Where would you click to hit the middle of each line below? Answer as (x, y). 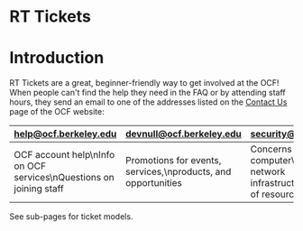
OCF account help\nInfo (64, 155)
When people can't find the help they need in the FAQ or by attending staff (147, 93)
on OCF (30, 166)
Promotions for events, (173, 161)
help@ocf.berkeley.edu (65, 134)
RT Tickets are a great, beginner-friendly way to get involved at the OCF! (144, 83)
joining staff (39, 189)
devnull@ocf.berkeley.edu (183, 134)
